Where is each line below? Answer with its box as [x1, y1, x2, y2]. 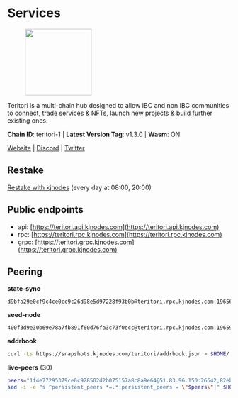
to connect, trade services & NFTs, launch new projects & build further [7, 109, 212, 117]
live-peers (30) [7, 363, 53, 372]
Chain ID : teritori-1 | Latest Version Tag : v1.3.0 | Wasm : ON [7, 130, 181, 138]
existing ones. [7, 116, 48, 125]
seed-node [7, 311, 41, 319]
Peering [7, 265, 43, 277]
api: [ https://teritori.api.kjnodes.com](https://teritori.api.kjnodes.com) [17, 222, 220, 231]
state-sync [7, 284, 41, 293]
